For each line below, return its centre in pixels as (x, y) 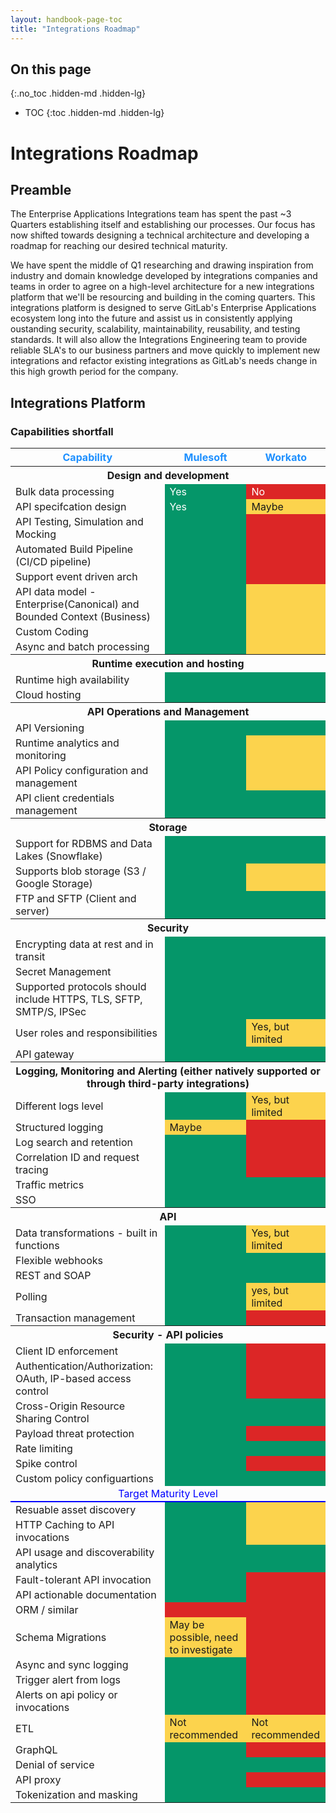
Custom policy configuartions (84, 1478)
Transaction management (75, 1318)
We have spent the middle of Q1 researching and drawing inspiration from (162, 265)
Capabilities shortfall (62, 431)
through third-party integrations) (168, 1083)
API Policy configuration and (82, 770)
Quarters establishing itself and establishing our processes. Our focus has (163, 225)
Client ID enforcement (66, 1351)
